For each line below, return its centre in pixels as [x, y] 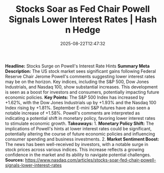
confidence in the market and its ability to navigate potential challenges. [78, 155]
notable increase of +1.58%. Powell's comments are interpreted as [73, 113]
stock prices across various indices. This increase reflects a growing [75, 149]
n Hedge [83, 30]
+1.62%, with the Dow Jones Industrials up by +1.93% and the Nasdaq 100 [81, 102]
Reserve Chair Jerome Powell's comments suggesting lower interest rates [80, 76]
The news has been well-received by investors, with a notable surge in [77, 144]
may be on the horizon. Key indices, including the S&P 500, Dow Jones [77, 82]
